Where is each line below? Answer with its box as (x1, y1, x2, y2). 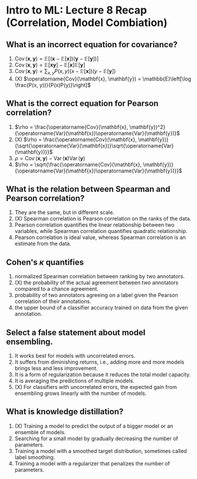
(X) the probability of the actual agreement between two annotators (14, 279, 179, 286)
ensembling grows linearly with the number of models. (14, 390, 147, 397)
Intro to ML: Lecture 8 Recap (6, 4, 147, 17)
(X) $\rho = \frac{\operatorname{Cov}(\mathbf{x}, (14, 136, 137, 143)
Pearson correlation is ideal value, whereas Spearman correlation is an (14, 234, 186, 241)
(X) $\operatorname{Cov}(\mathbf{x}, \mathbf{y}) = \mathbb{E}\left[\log (14, 75, 192, 82)
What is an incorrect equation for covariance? (6, 39, 178, 49)
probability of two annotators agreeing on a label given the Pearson (14, 292, 178, 299)
